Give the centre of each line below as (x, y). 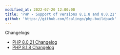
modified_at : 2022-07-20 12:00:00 (40, 10)
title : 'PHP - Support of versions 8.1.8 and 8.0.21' (61, 14)
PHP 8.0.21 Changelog (35, 42)
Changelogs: (18, 33)
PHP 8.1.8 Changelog (33, 48)
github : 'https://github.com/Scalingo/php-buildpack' (61, 19)
